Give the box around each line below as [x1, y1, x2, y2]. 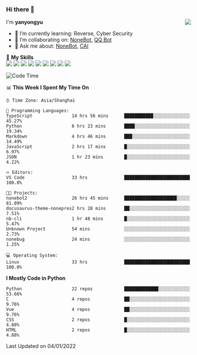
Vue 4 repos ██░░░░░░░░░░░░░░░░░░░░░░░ [6, 307, 191, 313]
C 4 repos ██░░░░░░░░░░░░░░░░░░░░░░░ [6, 296, 191, 302]
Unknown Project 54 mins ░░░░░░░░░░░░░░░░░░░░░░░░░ [6, 226, 191, 232]
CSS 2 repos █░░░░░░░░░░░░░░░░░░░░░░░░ [6, 317, 191, 323]
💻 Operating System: [6, 253, 59, 259]
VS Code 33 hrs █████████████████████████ [6, 175, 191, 181]
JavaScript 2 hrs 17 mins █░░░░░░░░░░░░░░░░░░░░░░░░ [6, 144, 191, 150]
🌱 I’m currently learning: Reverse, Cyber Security [14, 30, 133, 37]
